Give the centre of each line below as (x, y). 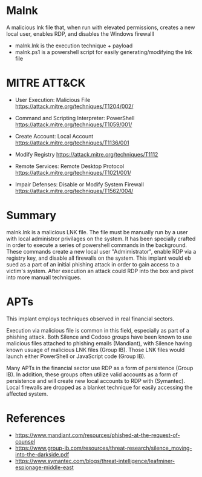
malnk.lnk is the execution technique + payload (74, 46)
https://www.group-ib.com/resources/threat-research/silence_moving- (103, 448)
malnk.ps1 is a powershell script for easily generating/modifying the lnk (103, 52)
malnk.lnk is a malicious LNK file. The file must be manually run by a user (97, 232)
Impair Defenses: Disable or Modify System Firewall (79, 184)
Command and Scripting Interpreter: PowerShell (75, 118)
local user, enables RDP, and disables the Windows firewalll (80, 33)
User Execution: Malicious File (53, 100)
